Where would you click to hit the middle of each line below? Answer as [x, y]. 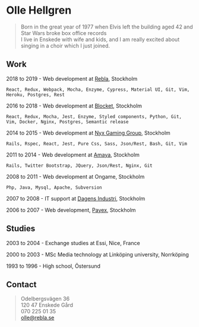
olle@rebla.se [37, 318]
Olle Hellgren [39, 10]
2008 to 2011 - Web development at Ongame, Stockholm [75, 176]
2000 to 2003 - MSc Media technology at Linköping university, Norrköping [97, 254]
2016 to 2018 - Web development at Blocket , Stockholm [74, 106]
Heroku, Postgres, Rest [36, 95]
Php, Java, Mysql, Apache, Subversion [54, 188]
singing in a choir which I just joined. [65, 46]
